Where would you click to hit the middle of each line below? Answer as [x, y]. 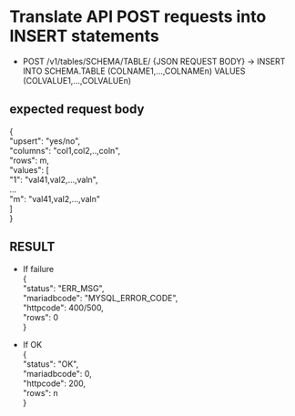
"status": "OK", [51, 364]
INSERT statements [84, 36]
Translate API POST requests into [138, 17]
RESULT [32, 247]
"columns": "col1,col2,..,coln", [65, 150]
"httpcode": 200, [54, 383]
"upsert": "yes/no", [45, 141]
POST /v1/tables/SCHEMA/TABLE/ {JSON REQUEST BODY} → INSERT [154, 61]
